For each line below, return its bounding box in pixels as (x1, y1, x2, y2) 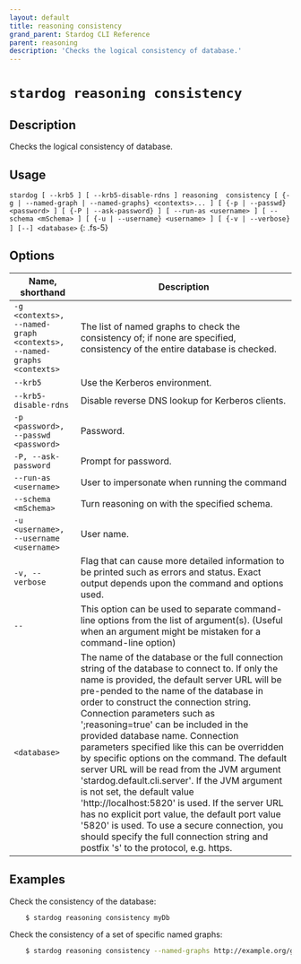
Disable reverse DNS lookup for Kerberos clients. (80, 394, 287, 406)
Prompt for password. (80, 455, 172, 467)
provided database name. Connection (80, 729, 239, 742)
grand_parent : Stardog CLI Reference (9, 30, 150, 39)
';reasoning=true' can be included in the (80, 718, 249, 731)
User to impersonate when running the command (80, 476, 288, 489)
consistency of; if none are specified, (80, 331, 236, 343)
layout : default (9, 13, 70, 22)
